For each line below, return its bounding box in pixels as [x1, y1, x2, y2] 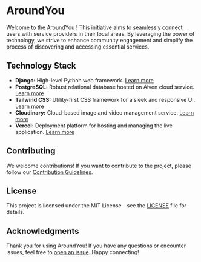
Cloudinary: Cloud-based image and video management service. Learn [15, 109, 194, 116]
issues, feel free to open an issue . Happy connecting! [6, 249, 139, 256]
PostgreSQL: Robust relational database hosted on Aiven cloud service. [15, 83, 195, 90]
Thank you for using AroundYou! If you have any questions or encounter [6, 242, 186, 249]
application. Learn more [15, 128, 74, 135]
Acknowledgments [6, 226, 80, 237]
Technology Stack [6, 61, 76, 71]
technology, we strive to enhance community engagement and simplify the [6, 36, 193, 44]
